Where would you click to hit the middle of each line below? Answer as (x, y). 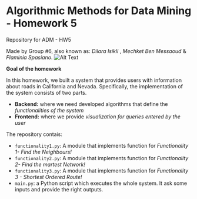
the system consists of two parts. (46, 92)
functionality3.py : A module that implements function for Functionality (101, 170)
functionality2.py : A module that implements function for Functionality (101, 158)
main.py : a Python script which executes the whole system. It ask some (101, 183)
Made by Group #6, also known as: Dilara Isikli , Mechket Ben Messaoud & (96, 51)
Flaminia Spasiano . (29, 57)
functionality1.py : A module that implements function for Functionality (101, 145)
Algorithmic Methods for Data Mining (99, 11)
